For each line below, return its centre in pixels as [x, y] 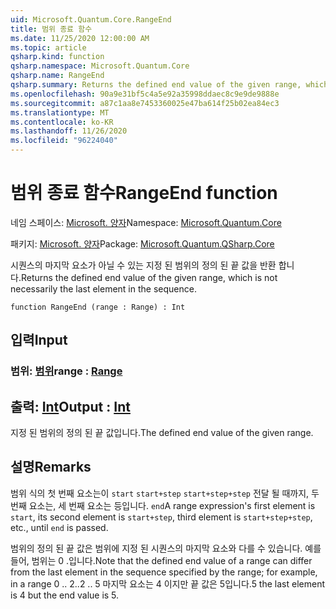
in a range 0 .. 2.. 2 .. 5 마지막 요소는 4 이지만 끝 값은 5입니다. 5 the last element [167, 583]
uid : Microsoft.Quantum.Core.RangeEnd [91, 19]
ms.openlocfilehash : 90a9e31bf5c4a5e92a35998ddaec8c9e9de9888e [145, 94]
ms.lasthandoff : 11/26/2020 [69, 131]
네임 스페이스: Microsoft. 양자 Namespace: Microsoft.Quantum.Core [146, 222]
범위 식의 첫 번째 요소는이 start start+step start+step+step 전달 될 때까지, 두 [165, 493]
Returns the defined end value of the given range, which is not [149, 277]
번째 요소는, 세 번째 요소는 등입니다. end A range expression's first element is [163, 505]
